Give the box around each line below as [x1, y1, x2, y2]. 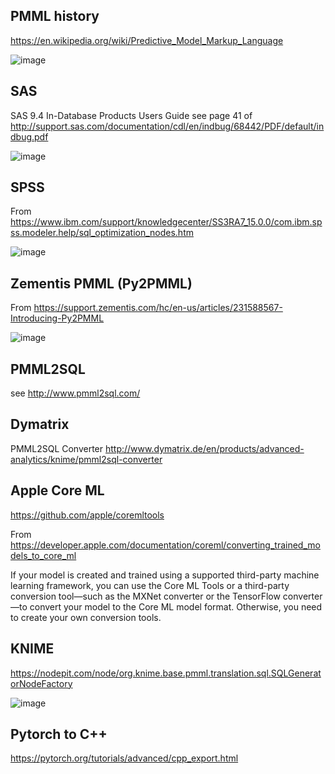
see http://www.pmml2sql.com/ [10, 387, 141, 399]
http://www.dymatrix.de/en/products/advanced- [104, 442, 305, 454]
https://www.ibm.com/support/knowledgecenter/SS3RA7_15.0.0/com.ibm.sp [10, 216, 323, 228]
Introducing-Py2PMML [10, 312, 105, 324]
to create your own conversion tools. [10, 611, 162, 623]
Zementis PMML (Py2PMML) [10, 275, 193, 292]
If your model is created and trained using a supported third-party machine [10, 569, 320, 581]
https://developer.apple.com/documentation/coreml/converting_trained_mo [10, 539, 321, 551]
